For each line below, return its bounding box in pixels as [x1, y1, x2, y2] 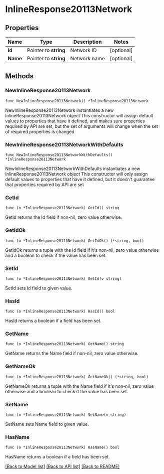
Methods [5, 72, 34, 81]
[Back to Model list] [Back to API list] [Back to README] [5, 463, 120, 469]
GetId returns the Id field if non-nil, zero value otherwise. [5, 214, 122, 220]
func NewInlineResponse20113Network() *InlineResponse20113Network [5, 98, 149, 103]
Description [73, 39, 102, 45]
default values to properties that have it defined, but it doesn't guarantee [5, 176, 155, 182]
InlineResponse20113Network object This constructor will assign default [5, 112, 153, 118]
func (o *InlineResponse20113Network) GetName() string [5, 342, 124, 347]
